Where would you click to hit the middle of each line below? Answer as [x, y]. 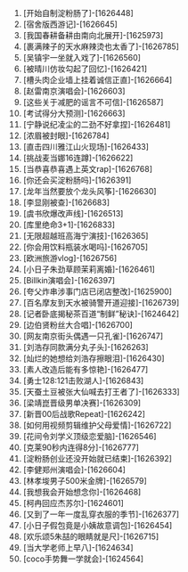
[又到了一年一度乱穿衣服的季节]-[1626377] [101, 514]
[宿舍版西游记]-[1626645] [70, 24]
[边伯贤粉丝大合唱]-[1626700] [78, 325]
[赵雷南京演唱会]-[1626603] [74, 91]
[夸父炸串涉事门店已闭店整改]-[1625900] [98, 291]
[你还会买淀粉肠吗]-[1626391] [77, 180]
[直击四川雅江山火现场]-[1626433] [86, 147]
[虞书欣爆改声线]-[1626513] [73, 213]
